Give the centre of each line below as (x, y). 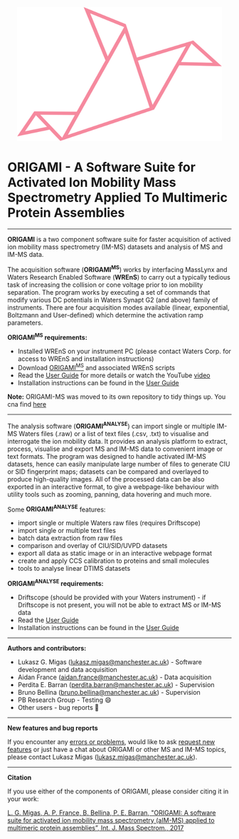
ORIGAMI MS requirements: (47, 337)
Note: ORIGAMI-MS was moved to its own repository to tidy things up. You (117, 397)
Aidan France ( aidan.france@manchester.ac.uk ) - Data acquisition (115, 677)
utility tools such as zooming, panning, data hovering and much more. (110, 494)
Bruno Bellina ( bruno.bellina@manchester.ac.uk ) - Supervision (109, 692)
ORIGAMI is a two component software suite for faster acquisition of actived (119, 239)
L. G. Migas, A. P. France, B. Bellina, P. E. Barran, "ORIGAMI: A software (112, 813)
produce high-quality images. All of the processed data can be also (106, 479)
